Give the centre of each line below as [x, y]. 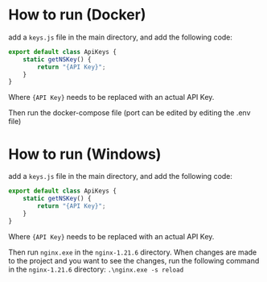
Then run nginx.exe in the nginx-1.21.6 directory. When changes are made [133, 252]
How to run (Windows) [85, 154]
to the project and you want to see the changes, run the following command [134, 260]
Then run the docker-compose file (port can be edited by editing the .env [129, 113]
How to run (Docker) [77, 15]
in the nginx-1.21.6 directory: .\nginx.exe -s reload [96, 269]
